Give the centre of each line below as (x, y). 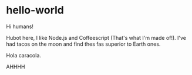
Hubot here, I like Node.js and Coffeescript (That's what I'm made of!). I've (96, 37)
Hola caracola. (23, 55)
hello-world (35, 10)
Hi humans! (20, 26)
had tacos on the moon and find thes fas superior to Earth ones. (83, 44)
